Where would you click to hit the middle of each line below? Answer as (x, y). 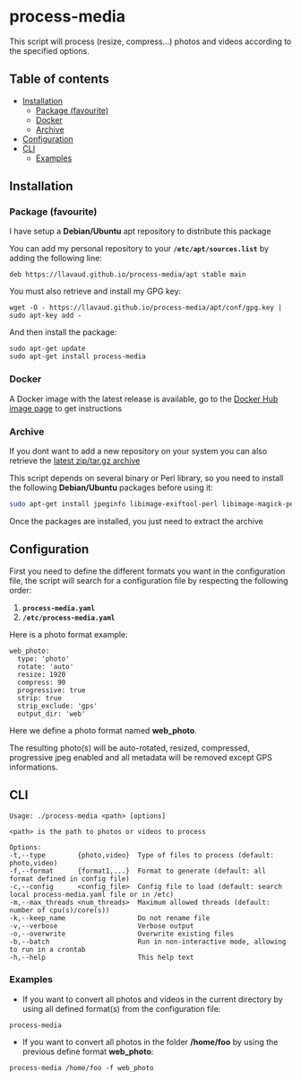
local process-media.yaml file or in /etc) (92, 894)
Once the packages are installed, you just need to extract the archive (137, 521)
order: (21, 590)
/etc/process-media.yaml (69, 618)
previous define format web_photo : (88, 1051)
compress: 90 (42, 682)
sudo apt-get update (48, 349)
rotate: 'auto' (46, 666)
